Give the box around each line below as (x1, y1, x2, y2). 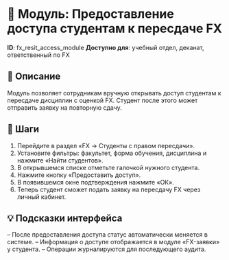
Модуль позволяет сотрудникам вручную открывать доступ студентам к (7, 88, 221, 97)
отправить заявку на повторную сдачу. (7, 103, 122, 112)
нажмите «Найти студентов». (16, 156, 104, 164)
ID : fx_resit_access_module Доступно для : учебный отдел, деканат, (7, 43, 204, 51)
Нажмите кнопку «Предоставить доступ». (16, 171, 141, 179)
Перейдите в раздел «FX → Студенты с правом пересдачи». (16, 141, 195, 150)
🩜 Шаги (7, 123, 40, 135)
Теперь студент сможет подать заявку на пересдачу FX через (16, 185, 201, 193)
